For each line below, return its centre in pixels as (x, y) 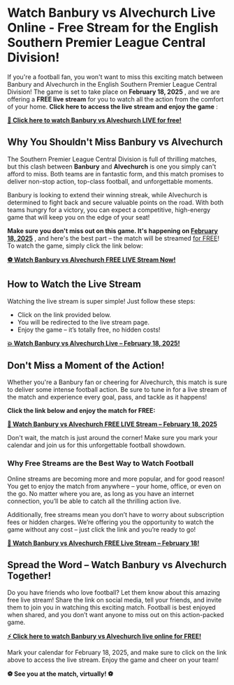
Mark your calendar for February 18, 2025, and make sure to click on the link (117, 653)
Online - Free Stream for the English (113, 28)
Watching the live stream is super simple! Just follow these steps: (101, 301)
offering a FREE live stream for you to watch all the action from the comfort (116, 99)
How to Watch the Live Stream (74, 284)
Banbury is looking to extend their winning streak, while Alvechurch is (108, 195)
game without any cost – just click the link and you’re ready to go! (102, 529)
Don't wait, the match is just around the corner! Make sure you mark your (112, 438)
